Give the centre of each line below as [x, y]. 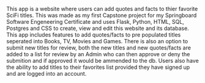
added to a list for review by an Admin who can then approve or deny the [98, 54]
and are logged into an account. [47, 74]
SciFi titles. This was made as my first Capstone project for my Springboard [102, 15]
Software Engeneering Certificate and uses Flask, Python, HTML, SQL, [95, 22]
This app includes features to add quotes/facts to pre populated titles [94, 35]
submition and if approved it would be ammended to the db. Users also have [102, 61]
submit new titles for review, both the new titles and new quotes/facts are [99, 48]
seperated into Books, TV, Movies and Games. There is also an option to [97, 41]
